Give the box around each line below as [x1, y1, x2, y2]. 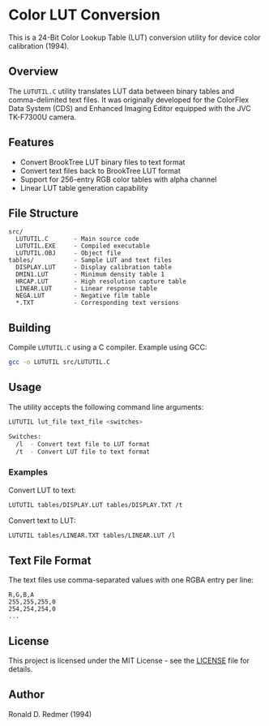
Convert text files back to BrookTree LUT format [19, 165, 181, 175]
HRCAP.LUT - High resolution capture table [15, 277, 186, 286]
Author [8, 688, 45, 702]
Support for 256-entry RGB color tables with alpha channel [19, 174, 217, 184]
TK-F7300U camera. [8, 112, 77, 122]
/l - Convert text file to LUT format [15, 440, 151, 448]
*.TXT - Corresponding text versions [15, 299, 180, 307]
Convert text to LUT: [8, 515, 76, 525]
